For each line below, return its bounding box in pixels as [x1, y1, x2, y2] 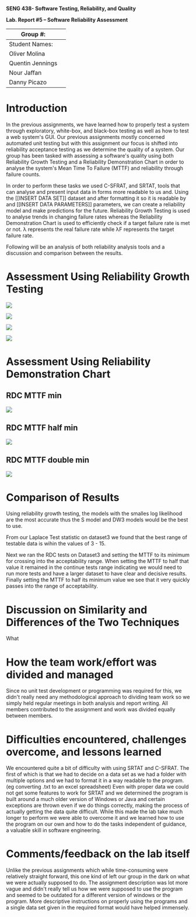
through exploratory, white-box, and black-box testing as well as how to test [6, 127, 189, 134]
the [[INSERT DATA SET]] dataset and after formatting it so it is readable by [6, 195, 187, 202]
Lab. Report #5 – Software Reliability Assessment [6, 16, 128, 23]
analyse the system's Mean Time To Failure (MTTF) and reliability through [6, 164, 184, 172]
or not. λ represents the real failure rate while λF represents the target [6, 226, 174, 233]
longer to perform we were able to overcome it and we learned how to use [6, 814, 185, 821]
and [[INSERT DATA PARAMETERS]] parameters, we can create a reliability [6, 200, 185, 207]
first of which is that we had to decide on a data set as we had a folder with [6, 771, 187, 778]
